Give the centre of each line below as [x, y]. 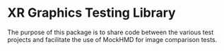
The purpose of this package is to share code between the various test [111, 32]
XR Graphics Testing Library [92, 13]
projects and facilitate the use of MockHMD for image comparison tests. [112, 39]
